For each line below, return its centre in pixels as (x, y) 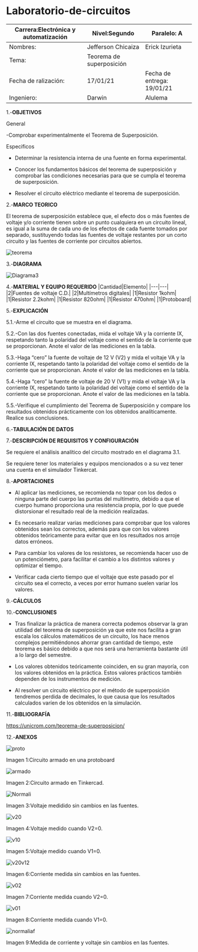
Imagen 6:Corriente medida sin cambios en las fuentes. (73, 874)
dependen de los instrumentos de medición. (68, 679)
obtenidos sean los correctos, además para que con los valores (92, 529)
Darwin (97, 97)
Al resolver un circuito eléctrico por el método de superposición (92, 690)
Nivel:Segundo (113, 33)
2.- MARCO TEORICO (32, 204)
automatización (45, 37)
